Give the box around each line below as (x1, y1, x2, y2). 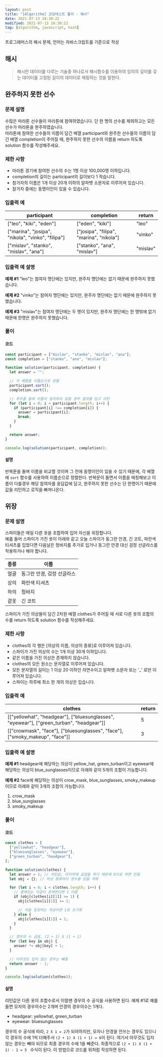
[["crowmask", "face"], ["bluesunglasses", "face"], (7, 727, 124, 734)
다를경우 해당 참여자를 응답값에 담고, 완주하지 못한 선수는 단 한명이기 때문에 (14, 480, 157, 486)
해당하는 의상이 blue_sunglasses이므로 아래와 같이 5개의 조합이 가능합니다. (5, 767, 148, 773)
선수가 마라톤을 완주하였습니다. (5, 124, 64, 130)
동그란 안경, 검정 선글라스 (21, 570, 76, 577)
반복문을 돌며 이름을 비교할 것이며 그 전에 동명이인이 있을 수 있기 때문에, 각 (5, 468, 146, 474)
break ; (17, 414, 32, 420)
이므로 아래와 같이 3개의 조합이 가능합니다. (5, 783, 86, 789)
